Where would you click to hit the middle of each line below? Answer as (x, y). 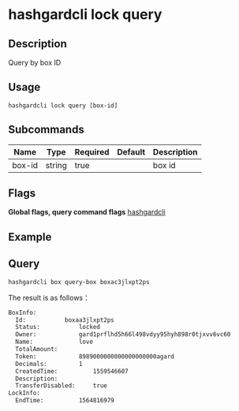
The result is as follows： (49, 297)
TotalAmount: (37, 349)
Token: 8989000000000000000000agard (95, 357)
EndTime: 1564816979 (65, 401)
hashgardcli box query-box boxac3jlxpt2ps (79, 282)
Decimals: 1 (49, 364)
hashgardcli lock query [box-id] (63, 105)
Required (92, 151)
